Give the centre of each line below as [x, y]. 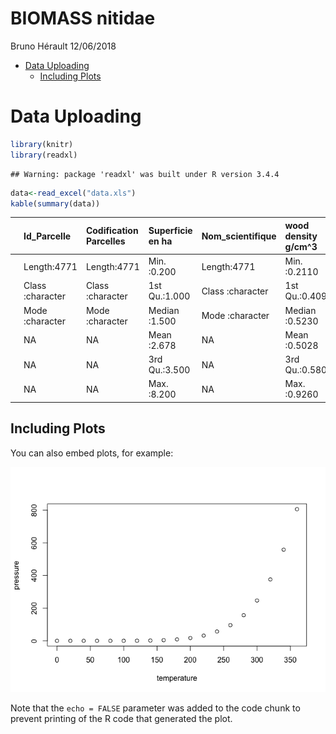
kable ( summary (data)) [55, 203]
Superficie [170, 231]
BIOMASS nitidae [83, 18]
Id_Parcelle [47, 236]
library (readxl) [44, 155]
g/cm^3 [301, 246]
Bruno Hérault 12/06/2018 [63, 46]
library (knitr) [42, 144]
